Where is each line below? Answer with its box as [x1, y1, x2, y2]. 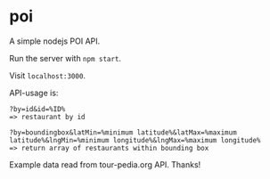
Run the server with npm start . [9, 53, 122, 63]
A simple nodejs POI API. [9, 36, 101, 46]
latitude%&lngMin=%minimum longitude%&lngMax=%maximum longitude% [9, 135, 261, 144]
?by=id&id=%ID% [9, 104, 66, 113]
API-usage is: [9, 87, 59, 98]
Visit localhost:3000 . [9, 69, 86, 81]
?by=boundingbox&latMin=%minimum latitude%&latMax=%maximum [9, 127, 238, 137]
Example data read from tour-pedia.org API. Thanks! [9, 159, 201, 170]
